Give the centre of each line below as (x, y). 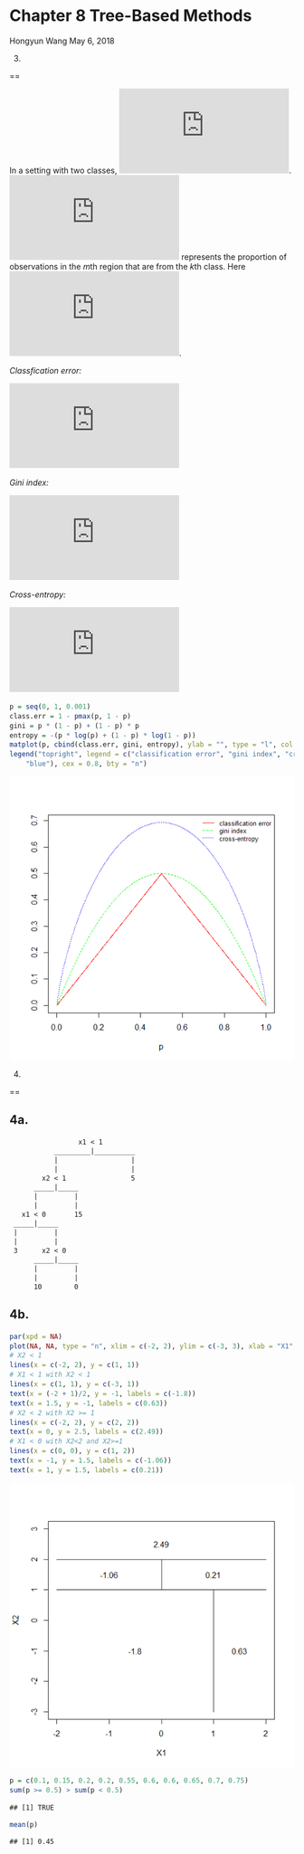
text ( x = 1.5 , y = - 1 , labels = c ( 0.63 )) (89, 1403)
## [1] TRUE (32, 1807)
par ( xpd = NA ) (36, 1336)
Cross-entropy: (38, 594)
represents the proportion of (234, 257)
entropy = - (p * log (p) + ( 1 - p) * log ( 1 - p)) (103, 735)
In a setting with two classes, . (151, 170)
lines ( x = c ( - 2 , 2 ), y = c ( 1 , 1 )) (75, 1365)
